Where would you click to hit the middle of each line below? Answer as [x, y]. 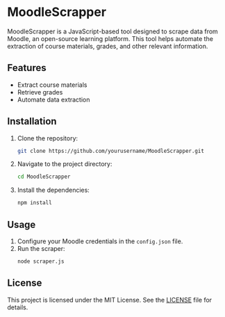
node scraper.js [41, 261]
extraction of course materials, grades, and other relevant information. [108, 46]
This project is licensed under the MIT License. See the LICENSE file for [110, 300]
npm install [34, 203]
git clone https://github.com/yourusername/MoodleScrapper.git [111, 151]
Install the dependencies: [53, 190]
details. [18, 307]
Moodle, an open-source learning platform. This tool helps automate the [110, 38]
